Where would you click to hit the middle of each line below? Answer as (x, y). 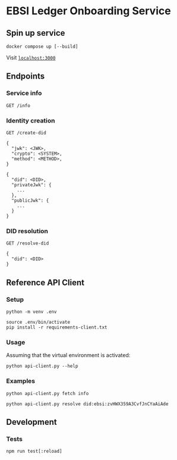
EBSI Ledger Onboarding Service (88, 11)
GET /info (18, 105)
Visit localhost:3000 (31, 57)
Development (32, 422)
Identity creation (31, 120)
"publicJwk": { (30, 201)
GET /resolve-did (28, 243)
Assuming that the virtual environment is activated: (68, 355)
